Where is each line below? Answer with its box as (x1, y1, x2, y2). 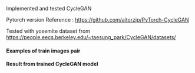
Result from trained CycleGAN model (6, 61, 98, 68)
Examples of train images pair (6, 47, 81, 54)
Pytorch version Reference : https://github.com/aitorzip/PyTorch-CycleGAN (6, 16, 190, 23)
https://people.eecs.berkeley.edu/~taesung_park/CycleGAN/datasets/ (6, 34, 176, 40)
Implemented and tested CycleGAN (6, 5, 92, 12)
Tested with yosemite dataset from (6, 27, 90, 34)
